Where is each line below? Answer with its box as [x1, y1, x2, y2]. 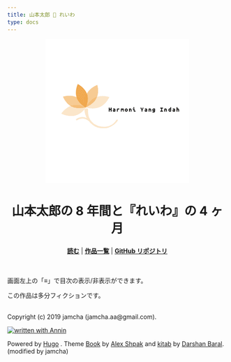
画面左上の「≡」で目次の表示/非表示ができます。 [7, 276, 147, 285]
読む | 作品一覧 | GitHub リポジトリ [67, 246, 167, 255]
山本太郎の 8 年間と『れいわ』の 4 [11, 203, 208, 219]
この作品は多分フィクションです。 [7, 291, 105, 299]
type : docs [7, 18, 39, 26]
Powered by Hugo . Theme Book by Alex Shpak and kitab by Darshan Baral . [7, 339, 225, 348]
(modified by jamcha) [7, 347, 68, 355]
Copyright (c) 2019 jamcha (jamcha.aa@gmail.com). [7, 312, 157, 321]
